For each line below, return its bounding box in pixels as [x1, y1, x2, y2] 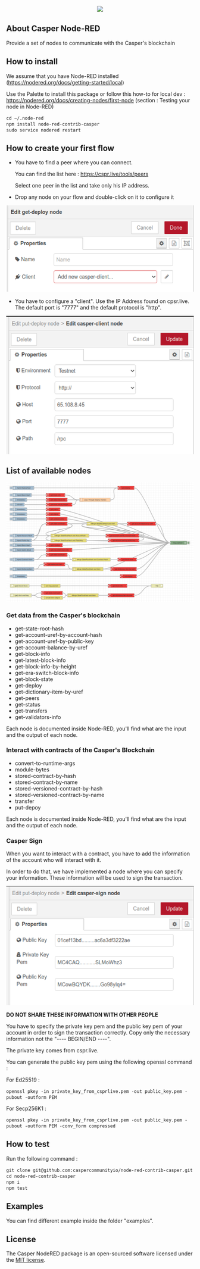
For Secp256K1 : [6, 1105, 46, 1112]
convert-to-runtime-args [14, 759, 76, 767]
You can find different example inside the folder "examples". [6, 1217, 154, 1224]
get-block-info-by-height [14, 662, 76, 670]
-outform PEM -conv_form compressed [24, 1123, 116, 1129]
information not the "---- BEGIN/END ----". [6, 1035, 111, 1042]
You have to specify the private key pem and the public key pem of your [6, 1023, 183, 1030]
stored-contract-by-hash [14, 772, 76, 779]
